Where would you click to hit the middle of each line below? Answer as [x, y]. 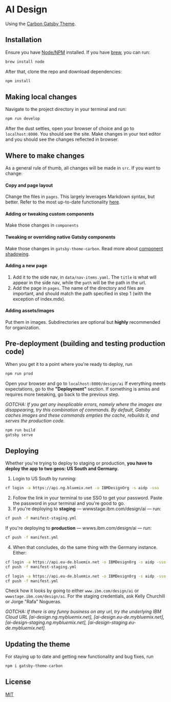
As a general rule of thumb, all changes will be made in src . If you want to [83, 168]
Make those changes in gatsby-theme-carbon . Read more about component [84, 248]
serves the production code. [35, 420]
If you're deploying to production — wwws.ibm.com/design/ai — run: [79, 528]
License [18, 682]
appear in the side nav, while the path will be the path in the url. [79, 282]
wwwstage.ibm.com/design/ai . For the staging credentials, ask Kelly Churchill [85, 596]
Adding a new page [26, 266]
